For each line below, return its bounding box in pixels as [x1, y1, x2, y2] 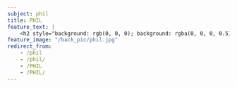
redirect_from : [7, 43, 52, 50]
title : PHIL [7, 17, 42, 24]
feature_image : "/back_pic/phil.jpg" [7, 36, 119, 43]
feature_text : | [7, 23, 55, 30]
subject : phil [7, 10, 49, 18]
